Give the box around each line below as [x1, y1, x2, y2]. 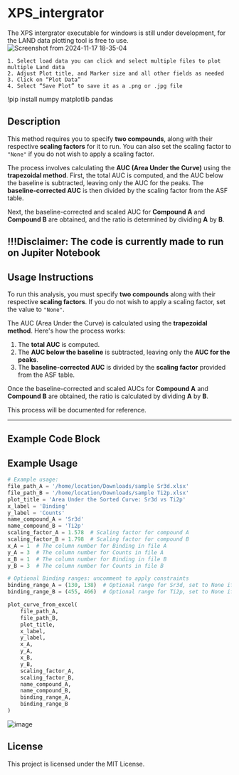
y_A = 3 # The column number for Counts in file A [7, 548, 164, 556]
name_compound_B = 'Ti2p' [7, 522, 84, 530]
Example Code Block [7, 433, 101, 445]
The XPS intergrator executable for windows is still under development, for [7, 28, 226, 37]
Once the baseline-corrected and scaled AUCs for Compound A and [7, 384, 208, 392]
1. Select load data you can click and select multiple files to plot [7, 57, 221, 65]
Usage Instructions [7, 271, 94, 283]
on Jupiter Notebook [7, 247, 101, 259]
